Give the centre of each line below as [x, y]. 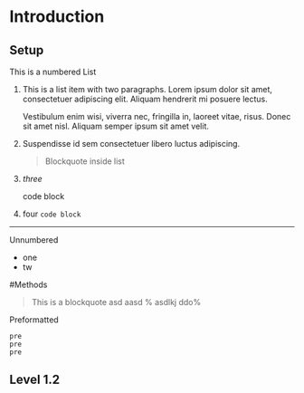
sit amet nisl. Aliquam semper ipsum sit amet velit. [116, 126]
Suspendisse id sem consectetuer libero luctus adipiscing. [131, 144]
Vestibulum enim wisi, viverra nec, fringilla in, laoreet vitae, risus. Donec [157, 116]
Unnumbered [34, 240]
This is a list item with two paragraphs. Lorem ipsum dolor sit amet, [147, 89]
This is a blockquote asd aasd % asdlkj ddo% [116, 302]
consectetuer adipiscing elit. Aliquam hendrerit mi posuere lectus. [145, 99]
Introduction [57, 17]
